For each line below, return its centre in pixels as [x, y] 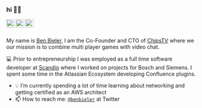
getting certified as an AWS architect [61, 92]
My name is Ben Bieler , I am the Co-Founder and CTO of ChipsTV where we [100, 41]
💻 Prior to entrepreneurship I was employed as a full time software [90, 59]
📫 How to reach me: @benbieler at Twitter [67, 99]
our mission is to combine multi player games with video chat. [83, 47]
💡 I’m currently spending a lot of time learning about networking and [100, 86]
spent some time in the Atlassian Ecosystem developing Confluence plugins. [101, 74]
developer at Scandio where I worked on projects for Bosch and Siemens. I [99, 68]
